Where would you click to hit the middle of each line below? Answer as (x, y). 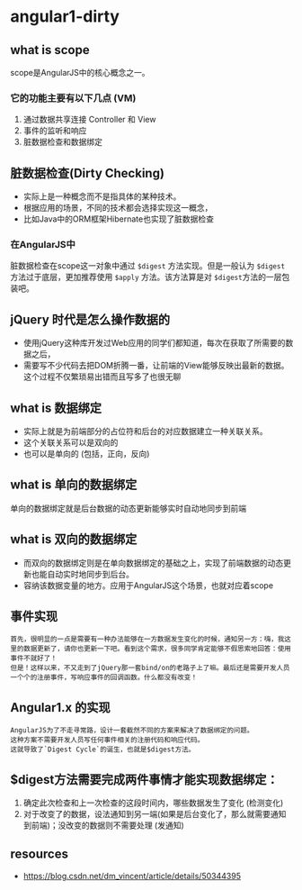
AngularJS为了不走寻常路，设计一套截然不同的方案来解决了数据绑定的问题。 (132, 731)
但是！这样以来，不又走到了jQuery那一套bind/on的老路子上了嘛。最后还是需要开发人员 (150, 668)
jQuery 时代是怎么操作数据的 (90, 319)
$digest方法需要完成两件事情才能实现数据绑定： (144, 780)
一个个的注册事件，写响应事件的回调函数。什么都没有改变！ (104, 677)
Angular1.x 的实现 (60, 708)
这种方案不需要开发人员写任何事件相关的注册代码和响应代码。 (107, 740)
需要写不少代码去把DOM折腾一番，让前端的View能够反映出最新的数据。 (156, 366)
